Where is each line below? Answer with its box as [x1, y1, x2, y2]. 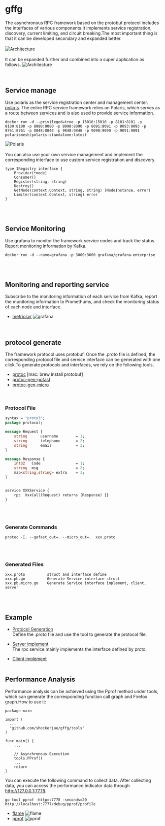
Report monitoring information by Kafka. [5, 243, 87, 249]
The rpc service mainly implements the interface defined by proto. [12, 646, 147, 652]
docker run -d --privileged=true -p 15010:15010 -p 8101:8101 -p [5, 119, 142, 124]
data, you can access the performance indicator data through [5, 782, 130, 789]
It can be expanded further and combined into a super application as [5, 56, 144, 62]
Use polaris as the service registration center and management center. [5, 99, 149, 105]
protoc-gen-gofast [12, 377, 51, 383]
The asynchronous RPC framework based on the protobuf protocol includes [5, 20, 159, 26]
